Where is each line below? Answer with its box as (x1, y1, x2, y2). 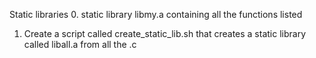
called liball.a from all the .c (23, 39, 137, 50)
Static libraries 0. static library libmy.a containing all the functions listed (9, 9, 303, 20)
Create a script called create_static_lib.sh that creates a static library (23, 28, 307, 39)
